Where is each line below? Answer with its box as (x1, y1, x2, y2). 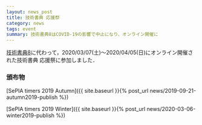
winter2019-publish (6, 112, 55, 119)
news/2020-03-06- (146, 106, 196, 113)
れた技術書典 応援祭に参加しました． (6, 56, 98, 64)
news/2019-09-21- (149, 87, 197, 95)
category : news (6, 20, 45, 26)
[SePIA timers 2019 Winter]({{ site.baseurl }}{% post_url (6, 106, 146, 113)
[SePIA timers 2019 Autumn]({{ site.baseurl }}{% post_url (6, 87, 149, 95)
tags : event (6, 25, 36, 32)
